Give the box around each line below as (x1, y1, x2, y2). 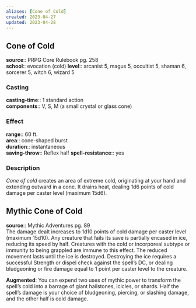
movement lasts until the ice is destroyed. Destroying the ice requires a (6, 253, 177, 260)
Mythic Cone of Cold (6, 206, 83, 216)
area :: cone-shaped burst (6, 136, 68, 143)
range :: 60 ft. (6, 131, 38, 138)
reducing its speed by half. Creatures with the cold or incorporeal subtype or (6, 240, 190, 247)
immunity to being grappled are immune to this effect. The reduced (6, 246, 167, 254)
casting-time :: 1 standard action (6, 97, 83, 104)
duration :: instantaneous (6, 143, 66, 150)
